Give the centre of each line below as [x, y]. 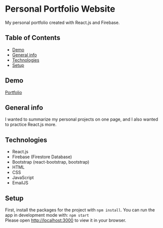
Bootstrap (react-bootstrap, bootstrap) [51, 162]
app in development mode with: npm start [47, 215]
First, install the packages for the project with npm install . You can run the [80, 210]
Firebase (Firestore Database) [42, 157]
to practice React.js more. [31, 124]
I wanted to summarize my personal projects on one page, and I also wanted [81, 119]
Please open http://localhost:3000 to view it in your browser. [66, 220]
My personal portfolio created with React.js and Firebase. [63, 22]
